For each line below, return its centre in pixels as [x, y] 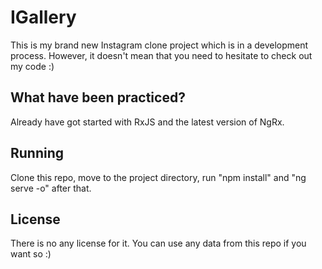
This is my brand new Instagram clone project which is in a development [159, 45]
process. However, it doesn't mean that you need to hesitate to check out [161, 55]
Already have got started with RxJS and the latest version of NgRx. [147, 122]
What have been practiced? [98, 97]
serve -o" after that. [51, 188]
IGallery [43, 17]
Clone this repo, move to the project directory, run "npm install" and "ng [158, 177]
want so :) [31, 254]
